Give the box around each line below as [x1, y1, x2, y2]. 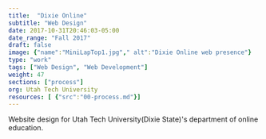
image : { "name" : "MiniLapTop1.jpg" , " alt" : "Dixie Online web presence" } [8, 48, 252, 56]
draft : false [8, 41, 52, 49]
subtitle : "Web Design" [8, 19, 88, 27]
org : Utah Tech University [8, 85, 98, 94]
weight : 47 [8, 71, 45, 79]
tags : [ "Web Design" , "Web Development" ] [8, 64, 149, 71]
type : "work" [8, 56, 52, 64]
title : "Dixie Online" [8, 11, 88, 20]
